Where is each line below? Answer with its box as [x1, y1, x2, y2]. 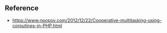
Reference [5, 4, 39, 12]
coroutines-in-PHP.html [12, 22, 62, 28]
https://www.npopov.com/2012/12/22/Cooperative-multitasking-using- [12, 17, 162, 23]
